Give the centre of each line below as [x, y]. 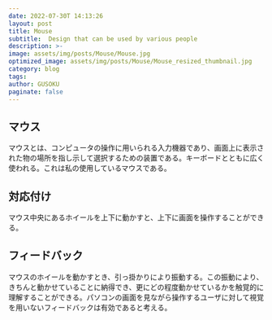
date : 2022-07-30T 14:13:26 [56, 16]
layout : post [30, 24]
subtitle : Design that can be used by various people [103, 39]
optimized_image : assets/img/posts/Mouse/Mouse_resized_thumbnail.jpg [130, 62]
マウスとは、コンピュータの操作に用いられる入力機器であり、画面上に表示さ [136, 148]
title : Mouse [30, 31]
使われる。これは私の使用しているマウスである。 [90, 169]
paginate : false [36, 92]
